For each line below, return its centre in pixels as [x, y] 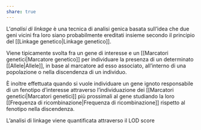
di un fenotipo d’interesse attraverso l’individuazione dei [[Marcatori [90, 89]
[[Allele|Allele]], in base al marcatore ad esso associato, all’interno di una [96, 66]
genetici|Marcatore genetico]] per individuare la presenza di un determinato [100, 59]
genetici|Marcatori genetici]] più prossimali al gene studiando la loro [91, 96]
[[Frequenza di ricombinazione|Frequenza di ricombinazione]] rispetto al [96, 103]
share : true [21, 12]
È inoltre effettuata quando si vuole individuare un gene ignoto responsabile [100, 83]
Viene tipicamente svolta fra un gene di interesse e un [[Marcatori [88, 53]
